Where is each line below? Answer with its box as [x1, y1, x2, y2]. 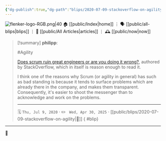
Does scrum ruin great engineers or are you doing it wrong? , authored [17, 58, 160, 64]
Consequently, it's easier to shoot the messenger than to [17, 89, 133, 95]
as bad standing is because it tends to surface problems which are [17, 79, 153, 85]
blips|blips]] [5, 28, 30, 34]
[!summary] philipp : [17, 40, 58, 46]
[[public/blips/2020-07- [110, 109, 159, 114]
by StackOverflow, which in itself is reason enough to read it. [17, 64, 141, 70]
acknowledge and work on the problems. [17, 94, 101, 100]
